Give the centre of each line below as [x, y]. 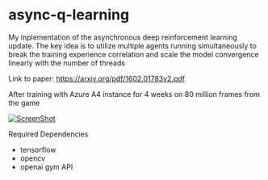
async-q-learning [69, 15]
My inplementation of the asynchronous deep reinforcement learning [123, 37]
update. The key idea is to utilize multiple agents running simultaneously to [132, 45]
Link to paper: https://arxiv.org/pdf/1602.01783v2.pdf [97, 78]
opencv [33, 158]
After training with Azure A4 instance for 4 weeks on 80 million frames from [134, 94]
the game [24, 103]
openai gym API [46, 166]
